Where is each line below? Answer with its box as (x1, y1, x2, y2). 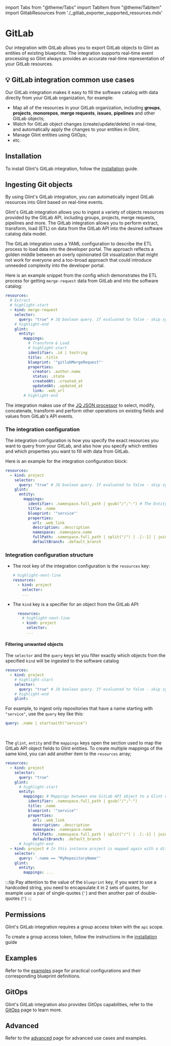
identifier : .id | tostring (27, 350, 88, 355)
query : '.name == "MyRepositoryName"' (18, 855, 101, 861)
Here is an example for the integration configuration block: (5, 458, 128, 464)
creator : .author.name (32, 369, 81, 375)
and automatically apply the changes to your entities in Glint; (12, 126, 140, 132)
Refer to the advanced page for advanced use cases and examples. (5, 1035, 148, 1041)
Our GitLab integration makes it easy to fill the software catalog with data (5, 89, 158, 95)
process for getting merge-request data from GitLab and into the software (5, 278, 159, 284)
